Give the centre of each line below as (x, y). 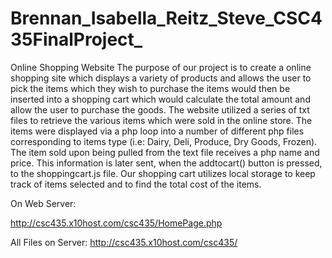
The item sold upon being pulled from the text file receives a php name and (165, 152)
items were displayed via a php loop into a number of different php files (157, 131)
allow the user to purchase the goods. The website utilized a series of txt (160, 109)
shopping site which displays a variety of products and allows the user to (161, 78)
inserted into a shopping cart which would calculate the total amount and (160, 99)
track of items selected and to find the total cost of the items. (136, 184)
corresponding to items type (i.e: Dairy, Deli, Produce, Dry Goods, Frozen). (164, 141)
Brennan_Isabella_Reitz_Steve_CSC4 (166, 18)
